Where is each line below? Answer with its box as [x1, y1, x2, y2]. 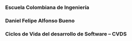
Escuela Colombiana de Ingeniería [5, 4, 90, 11]
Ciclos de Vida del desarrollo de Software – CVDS [5, 30, 127, 37]
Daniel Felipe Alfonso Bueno [5, 17, 75, 24]
